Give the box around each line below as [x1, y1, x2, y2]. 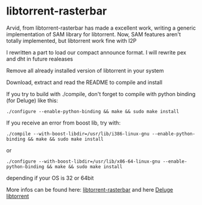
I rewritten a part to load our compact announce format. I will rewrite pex [6, 48, 187, 56]
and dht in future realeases [6, 55, 74, 62]
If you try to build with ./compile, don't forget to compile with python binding [6, 90, 196, 97]
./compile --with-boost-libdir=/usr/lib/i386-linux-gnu [6, 131, 150, 137]
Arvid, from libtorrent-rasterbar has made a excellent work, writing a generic [6, 24, 196, 31]
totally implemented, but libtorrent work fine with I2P [6, 37, 137, 44]
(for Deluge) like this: [6, 97, 58, 104]
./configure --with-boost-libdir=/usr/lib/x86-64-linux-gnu [6, 158, 161, 164]
